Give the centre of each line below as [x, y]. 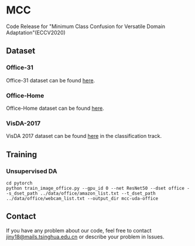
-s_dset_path [22, 193]
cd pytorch [19, 183]
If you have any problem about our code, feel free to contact [79, 230]
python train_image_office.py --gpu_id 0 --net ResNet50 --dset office [95, 188]
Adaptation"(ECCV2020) [36, 32]
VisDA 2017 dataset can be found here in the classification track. [84, 136]
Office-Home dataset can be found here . [55, 108]
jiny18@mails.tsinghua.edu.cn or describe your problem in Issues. [85, 237]
